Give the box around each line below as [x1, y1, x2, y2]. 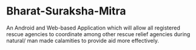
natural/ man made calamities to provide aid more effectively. [6, 37, 160, 44]
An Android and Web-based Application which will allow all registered [6, 24, 181, 31]
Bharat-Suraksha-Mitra [6, 4, 126, 18]
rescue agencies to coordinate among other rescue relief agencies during [6, 30, 191, 37]
